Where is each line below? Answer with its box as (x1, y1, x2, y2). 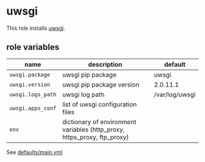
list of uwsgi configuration (62, 100, 137, 108)
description (88, 60, 123, 68)
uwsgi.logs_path (9, 91, 57, 98)
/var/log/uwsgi (154, 90, 196, 99)
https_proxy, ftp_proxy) (62, 133, 129, 141)
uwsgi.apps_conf (9, 105, 57, 111)
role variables (6, 42, 60, 52)
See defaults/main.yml (6, 148, 63, 156)
